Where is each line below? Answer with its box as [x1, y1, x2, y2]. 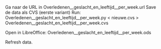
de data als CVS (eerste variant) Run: [5, 9, 81, 15]
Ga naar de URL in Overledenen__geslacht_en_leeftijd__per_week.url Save [5, 4, 157, 10]
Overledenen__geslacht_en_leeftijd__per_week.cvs [5, 20, 108, 26]
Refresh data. [5, 39, 33, 45]
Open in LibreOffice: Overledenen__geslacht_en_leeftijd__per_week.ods [5, 30, 152, 35]
